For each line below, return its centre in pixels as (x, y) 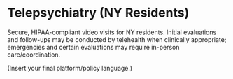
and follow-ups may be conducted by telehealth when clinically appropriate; (117, 39)
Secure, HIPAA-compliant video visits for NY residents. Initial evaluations (112, 32)
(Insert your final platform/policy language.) (70, 68)
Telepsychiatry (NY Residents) (98, 13)
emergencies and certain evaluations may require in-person (93, 47)
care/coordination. (34, 55)
